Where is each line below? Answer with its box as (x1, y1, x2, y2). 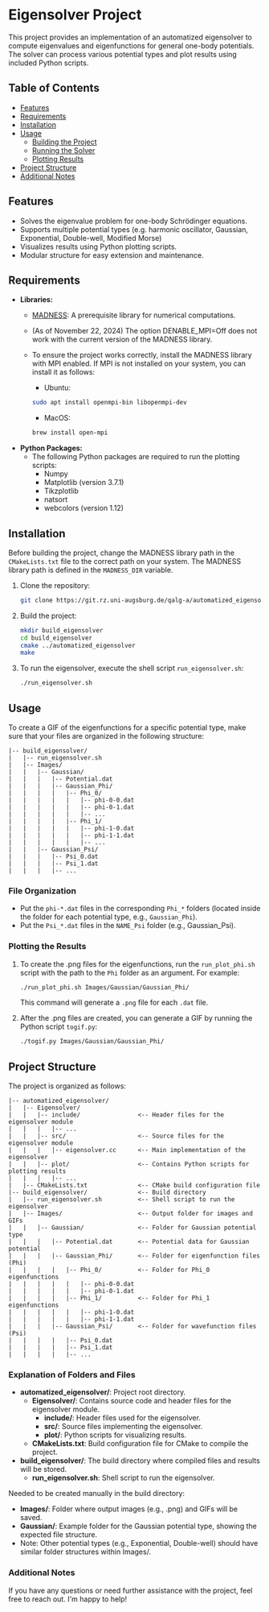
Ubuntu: (43, 383, 71, 392)
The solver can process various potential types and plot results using (8, 49, 237, 59)
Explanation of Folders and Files (8, 1370, 136, 1381)
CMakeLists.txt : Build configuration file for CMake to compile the (31, 1439, 249, 1448)
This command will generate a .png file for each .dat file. (19, 997, 209, 1008)
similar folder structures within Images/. (19, 1547, 151, 1556)
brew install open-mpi (31, 429, 108, 437)
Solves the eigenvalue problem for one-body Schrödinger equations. (19, 216, 247, 226)
